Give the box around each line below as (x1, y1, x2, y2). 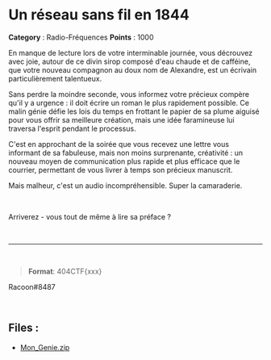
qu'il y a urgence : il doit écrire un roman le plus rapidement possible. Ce (8, 98, 250, 107)
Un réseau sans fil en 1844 (8, 6, 190, 24)
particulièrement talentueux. (8, 73, 102, 83)
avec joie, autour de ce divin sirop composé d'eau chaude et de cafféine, (8, 57, 251, 66)
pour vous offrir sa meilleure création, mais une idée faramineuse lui (8, 115, 236, 124)
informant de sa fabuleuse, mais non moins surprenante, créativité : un (8, 148, 244, 157)
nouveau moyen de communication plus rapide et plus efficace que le (8, 156, 240, 166)
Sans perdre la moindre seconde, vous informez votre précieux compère (8, 89, 250, 98)
